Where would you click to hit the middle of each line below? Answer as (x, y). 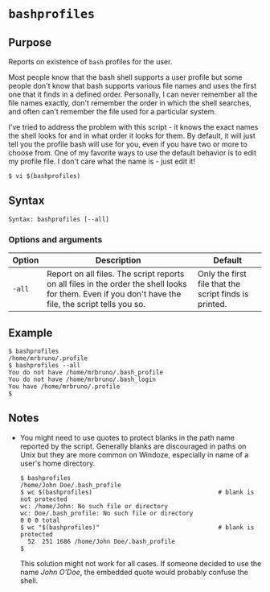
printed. (213, 304)
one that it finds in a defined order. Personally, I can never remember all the (133, 94)
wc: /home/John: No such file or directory (94, 506)
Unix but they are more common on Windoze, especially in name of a (134, 454)
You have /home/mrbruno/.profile (64, 386)
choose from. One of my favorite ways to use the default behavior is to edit (133, 153)
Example (31, 333)
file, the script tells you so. (96, 304)
